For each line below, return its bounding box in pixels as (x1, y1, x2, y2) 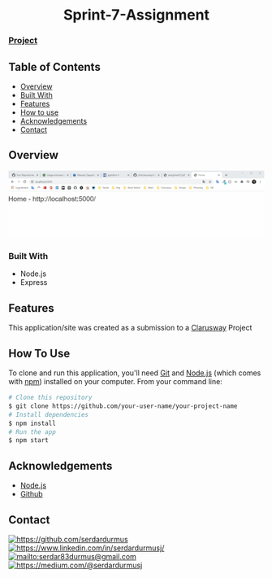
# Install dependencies (8, 410, 89, 418)
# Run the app (8, 427, 57, 436)
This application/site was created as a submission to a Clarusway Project (8, 323, 253, 333)
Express (19, 278, 48, 287)
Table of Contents (8, 59, 101, 74)
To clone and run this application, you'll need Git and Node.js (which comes (8, 368, 261, 378)
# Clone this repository (8, 393, 93, 402)
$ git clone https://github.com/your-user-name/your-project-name (8, 401, 238, 410)
